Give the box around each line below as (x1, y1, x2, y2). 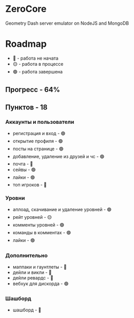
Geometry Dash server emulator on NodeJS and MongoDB (5, 20, 129, 26)
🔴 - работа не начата (12, 55, 59, 61)
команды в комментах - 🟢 (12, 230, 71, 236)
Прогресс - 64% (5, 85, 60, 94)
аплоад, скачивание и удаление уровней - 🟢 (12, 207, 111, 213)
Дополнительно (5, 252, 48, 259)
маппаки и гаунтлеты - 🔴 (12, 264, 67, 270)
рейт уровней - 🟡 (12, 214, 52, 220)
